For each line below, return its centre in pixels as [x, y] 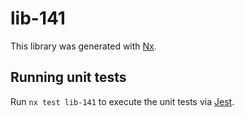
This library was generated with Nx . [83, 46]
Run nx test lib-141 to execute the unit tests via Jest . [122, 101]
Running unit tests [68, 77]
